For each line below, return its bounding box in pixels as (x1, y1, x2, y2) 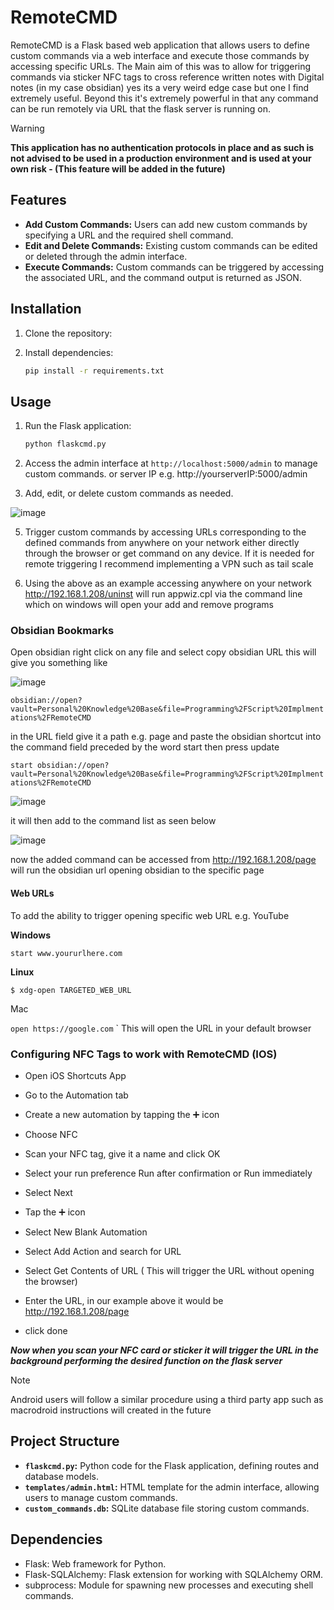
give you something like (10, 657, 108, 669)
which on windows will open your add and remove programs (24, 599, 274, 611)
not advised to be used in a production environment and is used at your (10, 152, 312, 164)
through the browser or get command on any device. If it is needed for (24, 547, 315, 560)
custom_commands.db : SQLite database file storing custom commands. (24, 1502, 310, 1514)
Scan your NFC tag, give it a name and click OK (24, 1147, 221, 1160)
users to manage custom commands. (24, 1491, 178, 1503)
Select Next (24, 1186, 73, 1198)
